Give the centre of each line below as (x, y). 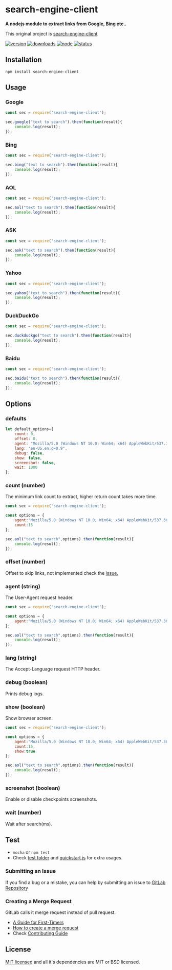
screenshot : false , (35, 463)
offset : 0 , (26, 439)
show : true (25, 751)
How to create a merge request (46, 928)
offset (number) (26, 562)
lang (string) (21, 658)
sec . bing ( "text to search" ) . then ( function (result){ (61, 165)
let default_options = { (29, 429)
